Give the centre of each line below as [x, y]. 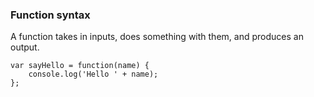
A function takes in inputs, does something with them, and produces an [157, 37]
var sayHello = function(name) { [80, 66]
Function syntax [50, 15]
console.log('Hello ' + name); [93, 74]
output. [25, 47]
